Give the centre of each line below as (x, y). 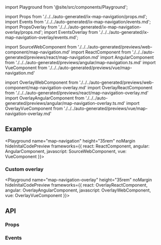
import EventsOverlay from (71, 32)
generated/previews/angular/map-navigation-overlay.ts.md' (65, 103)
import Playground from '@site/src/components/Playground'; (67, 7)
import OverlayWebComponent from (42, 82)
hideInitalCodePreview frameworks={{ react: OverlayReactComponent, (76, 185)
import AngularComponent (127, 57)
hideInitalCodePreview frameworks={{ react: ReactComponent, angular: (77, 146)
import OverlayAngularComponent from (45, 98)
